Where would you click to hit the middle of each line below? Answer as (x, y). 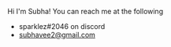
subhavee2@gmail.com (57, 35)
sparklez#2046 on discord (62, 26)
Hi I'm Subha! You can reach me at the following (85, 11)
